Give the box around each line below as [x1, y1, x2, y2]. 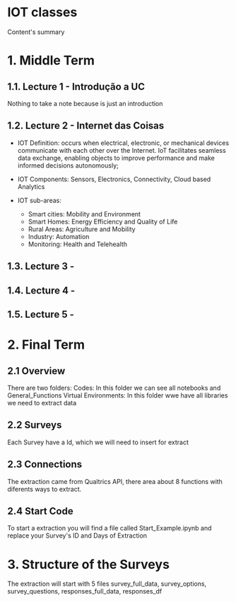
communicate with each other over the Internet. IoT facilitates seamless [17, 146, 226, 154]
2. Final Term [7, 337, 85, 353]
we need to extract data [7, 398, 77, 407]
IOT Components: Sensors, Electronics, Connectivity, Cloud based [17, 175, 211, 183]
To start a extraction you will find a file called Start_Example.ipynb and [7, 524, 212, 533]
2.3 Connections [7, 458, 83, 470]
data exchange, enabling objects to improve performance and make [17, 154, 216, 162]
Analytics [17, 182, 45, 191]
